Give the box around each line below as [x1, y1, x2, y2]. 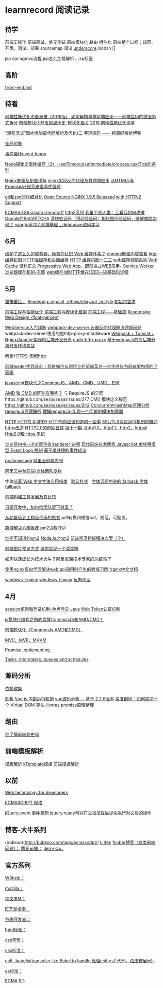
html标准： [5, 927, 27, 933]
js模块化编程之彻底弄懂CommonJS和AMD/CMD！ [5, 617, 104, 622]
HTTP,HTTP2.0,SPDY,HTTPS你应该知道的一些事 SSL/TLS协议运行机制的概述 [5, 419, 158, 425]
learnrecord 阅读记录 [5, 4, 90, 16]
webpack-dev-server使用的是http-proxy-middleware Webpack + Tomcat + [5, 330, 154, 336]
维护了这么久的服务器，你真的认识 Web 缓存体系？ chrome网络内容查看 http [5, 251, 157, 257]
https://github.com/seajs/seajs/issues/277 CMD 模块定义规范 [5, 396, 128, 402]
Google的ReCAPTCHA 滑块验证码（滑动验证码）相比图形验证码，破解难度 [5, 215, 153, 221]
